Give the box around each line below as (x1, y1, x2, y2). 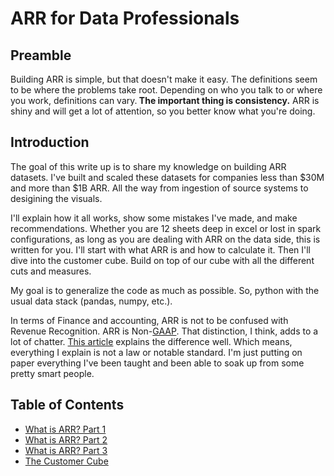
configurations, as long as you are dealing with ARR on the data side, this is (10, 233, 321, 245)
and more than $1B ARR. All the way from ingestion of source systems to (10, 182, 309, 194)
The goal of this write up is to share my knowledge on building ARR (10, 160, 287, 172)
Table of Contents (10, 397, 125, 414)
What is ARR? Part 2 (24, 433, 108, 446)
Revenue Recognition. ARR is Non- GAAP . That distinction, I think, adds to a (10, 325, 319, 337)
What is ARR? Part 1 (24, 423, 107, 435)
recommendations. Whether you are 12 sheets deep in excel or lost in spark (10, 222, 322, 234)
